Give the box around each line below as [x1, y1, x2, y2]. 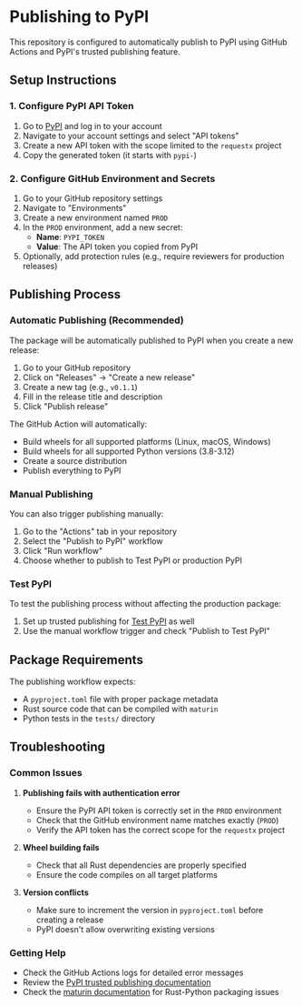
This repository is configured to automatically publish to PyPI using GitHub [9, 36, 287, 47]
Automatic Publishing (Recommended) [9, 314, 184, 327]
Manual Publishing [9, 488, 93, 500]
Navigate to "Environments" [22, 202, 127, 213]
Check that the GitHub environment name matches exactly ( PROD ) [35, 814, 279, 825]
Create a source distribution [22, 455, 127, 466]
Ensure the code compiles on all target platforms [35, 869, 218, 880]
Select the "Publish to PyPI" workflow [22, 535, 163, 547]
